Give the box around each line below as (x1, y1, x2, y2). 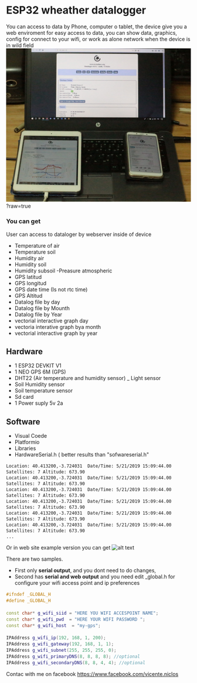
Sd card (14, 394, 34, 401)
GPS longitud (14, 279, 47, 286)
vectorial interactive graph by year (14, 329, 98, 336)
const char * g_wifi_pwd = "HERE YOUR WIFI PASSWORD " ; (6, 616, 145, 622)
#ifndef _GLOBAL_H (6, 592, 51, 598)
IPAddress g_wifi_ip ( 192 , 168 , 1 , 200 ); (6, 635, 107, 641)
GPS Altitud (14, 292, 43, 299)
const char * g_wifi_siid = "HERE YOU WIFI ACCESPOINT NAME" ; (6, 610, 159, 616)
